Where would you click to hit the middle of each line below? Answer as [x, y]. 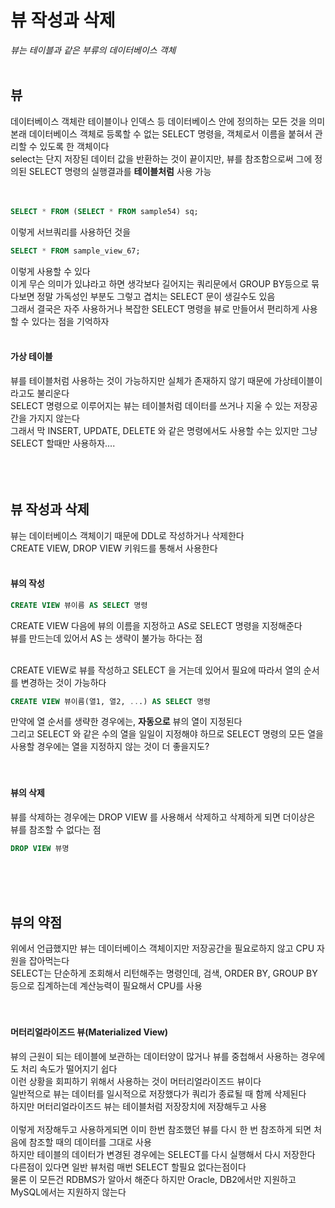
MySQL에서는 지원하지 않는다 [68, 1192]
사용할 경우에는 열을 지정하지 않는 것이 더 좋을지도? [110, 747]
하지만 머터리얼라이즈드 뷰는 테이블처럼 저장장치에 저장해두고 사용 [139, 1106]
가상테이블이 [298, 380]
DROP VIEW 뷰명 [40, 848]
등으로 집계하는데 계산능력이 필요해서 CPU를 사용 [106, 986]
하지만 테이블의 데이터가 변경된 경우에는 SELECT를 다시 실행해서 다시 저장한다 [163, 1154]
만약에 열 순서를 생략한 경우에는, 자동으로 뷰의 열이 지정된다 [126, 722]
